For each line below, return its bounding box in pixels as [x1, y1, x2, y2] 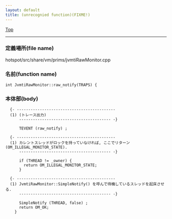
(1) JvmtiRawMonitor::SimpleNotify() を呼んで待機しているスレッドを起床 [10, 182, 157, 187]
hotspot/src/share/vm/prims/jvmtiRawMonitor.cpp [5, 57, 111, 63]
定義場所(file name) [5, 45, 54, 52]
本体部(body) [5, 95, 38, 102]
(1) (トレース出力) [10, 113, 47, 118]
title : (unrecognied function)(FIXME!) [5, 12, 91, 17]
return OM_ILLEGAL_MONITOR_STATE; [24, 163, 97, 168]
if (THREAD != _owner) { [18, 158, 72, 164]
